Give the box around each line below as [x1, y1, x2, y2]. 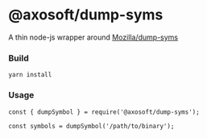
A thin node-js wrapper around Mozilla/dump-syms [8, 32, 179, 42]
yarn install [8, 71, 52, 79]
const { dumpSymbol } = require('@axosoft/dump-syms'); [8, 107, 200, 116]
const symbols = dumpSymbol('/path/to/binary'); [8, 122, 175, 130]
